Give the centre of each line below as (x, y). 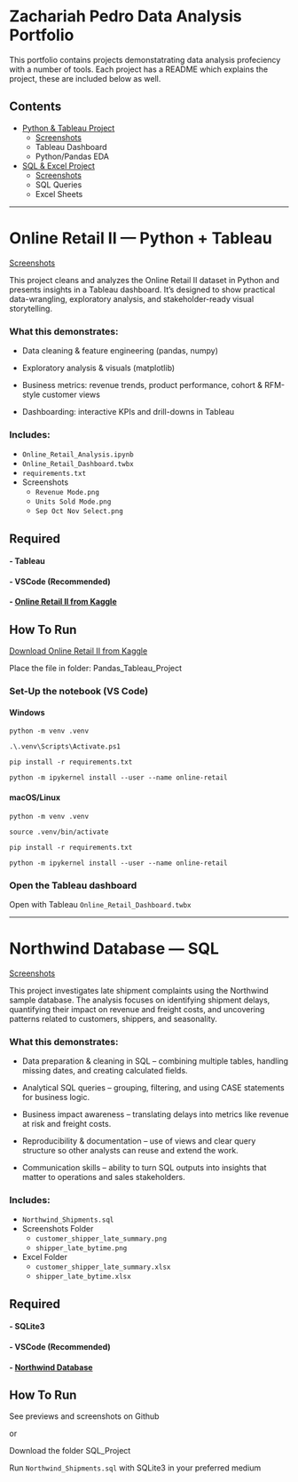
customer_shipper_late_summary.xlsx (103, 1267)
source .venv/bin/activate (59, 832)
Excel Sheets (59, 194)
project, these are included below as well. (85, 78)
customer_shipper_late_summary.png (101, 1239)
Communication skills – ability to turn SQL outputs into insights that (144, 1168)
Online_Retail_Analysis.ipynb (78, 455)
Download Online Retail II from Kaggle (78, 651)
